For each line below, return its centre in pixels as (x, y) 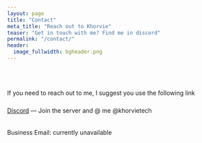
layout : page (26, 13)
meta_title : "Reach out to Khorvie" (59, 26)
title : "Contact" (32, 20)
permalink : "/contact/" (41, 39)
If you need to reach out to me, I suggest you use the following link (101, 93)
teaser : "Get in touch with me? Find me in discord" (84, 33)
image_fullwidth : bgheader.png (58, 52)
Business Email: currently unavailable (60, 132)
